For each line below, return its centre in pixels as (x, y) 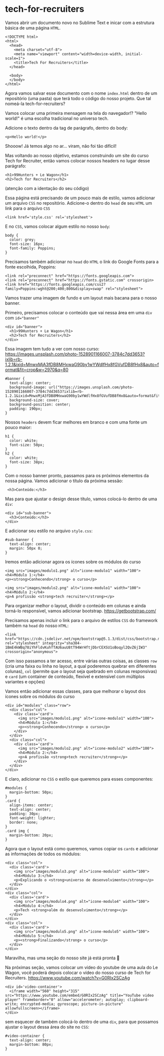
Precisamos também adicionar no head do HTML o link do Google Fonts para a (82, 262)
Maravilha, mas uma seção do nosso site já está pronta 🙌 (62, 958)
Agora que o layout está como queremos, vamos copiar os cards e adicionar (82, 848)
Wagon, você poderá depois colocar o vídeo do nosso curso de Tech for (78, 973)
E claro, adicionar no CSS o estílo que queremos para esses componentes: (79, 779)
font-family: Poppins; (32, 248)
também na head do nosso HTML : (37, 625)
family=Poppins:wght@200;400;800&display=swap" (54, 289)
